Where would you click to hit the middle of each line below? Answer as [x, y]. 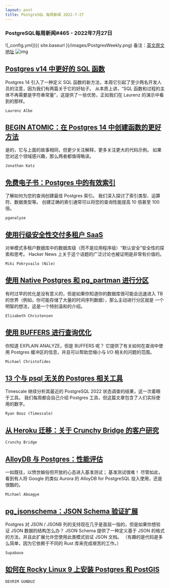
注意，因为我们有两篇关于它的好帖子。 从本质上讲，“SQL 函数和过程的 [87, 88]
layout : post [19, 10]
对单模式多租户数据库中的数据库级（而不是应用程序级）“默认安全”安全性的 [83, 248]
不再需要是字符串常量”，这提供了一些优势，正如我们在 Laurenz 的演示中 [84, 95]
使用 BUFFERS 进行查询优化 [49, 332]
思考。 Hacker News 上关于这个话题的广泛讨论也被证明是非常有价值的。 [89, 254]
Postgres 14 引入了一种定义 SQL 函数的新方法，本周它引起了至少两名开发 [81, 82]
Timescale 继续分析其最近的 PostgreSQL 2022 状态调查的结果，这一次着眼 [83, 391]
